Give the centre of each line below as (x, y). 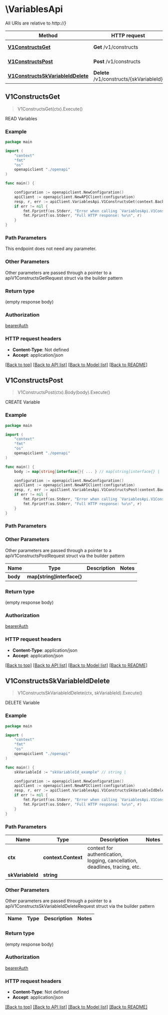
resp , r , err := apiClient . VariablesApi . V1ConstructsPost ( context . (86, 490)
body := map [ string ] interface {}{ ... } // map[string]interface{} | (87, 471)
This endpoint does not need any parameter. (51, 248)
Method (48, 35)
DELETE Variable (22, 703)
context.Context (63, 857)
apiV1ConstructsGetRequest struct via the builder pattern (64, 278)
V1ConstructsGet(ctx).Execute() (50, 109)
